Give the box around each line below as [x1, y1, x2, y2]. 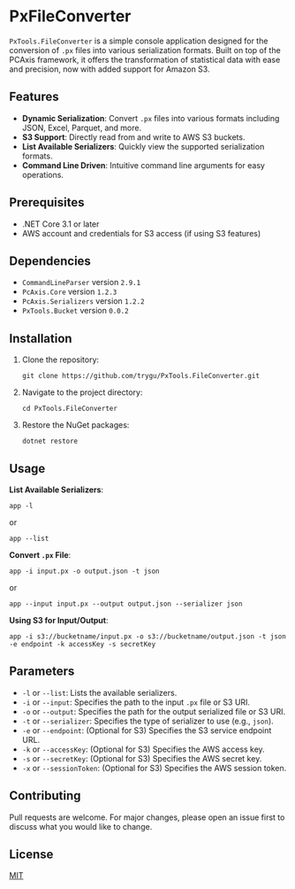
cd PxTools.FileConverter [21, 405, 117, 414]
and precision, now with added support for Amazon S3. [9, 64, 210, 74]
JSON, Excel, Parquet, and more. [21, 122, 142, 133]
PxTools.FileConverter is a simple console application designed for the [9, 35, 269, 46]
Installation [9, 330, 72, 346]
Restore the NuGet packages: [21, 420, 130, 430]
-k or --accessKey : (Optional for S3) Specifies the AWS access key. [21, 744, 265, 754]
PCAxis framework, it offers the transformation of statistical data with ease [9, 54, 281, 65]
